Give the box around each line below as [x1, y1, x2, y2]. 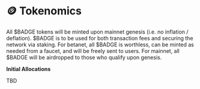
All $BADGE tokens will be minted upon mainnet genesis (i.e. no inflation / [6, 28, 189, 35]
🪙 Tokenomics [6, 4, 82, 18]
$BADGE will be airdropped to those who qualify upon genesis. [6, 54, 162, 61]
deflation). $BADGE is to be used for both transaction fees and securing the [6, 34, 193, 41]
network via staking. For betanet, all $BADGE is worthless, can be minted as [6, 41, 194, 48]
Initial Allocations [6, 65, 51, 72]
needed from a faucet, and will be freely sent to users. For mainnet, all [6, 47, 180, 54]
